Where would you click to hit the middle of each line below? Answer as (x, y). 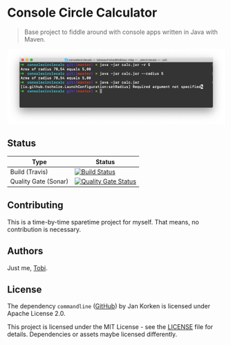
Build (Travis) (29, 172)
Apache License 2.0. (36, 314)
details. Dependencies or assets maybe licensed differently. (92, 335)
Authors (25, 251)
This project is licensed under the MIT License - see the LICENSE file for (110, 327)
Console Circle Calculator (82, 13)
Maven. (35, 39)
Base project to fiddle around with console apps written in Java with (121, 32)
